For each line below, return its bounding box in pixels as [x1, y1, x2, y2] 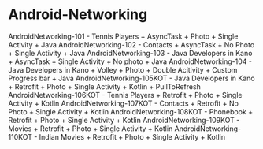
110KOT [8, 132, 33, 141]
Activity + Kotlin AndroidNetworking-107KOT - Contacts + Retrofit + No [8, 99, 239, 108]
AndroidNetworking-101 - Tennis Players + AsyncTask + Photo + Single [8, 32, 239, 41]
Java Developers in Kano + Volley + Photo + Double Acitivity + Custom [8, 65, 238, 74]
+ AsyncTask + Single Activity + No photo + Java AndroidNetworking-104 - [8, 57, 252, 66]
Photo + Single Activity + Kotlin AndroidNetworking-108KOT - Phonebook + [8, 106, 254, 116]
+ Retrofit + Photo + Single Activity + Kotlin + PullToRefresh [8, 81, 201, 91]
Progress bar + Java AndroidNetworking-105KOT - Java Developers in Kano [8, 73, 256, 83]
